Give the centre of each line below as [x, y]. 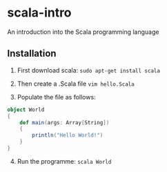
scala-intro [39, 13]
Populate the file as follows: [56, 97]
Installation [32, 54]
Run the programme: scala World [64, 161]
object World [26, 109]
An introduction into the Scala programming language [83, 32]
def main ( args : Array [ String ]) [65, 122]
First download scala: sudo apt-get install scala [89, 70]
